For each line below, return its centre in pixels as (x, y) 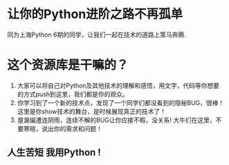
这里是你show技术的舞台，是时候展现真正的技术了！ (92, 111)
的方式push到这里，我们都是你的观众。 (73, 94)
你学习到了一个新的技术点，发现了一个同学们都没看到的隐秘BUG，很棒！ (121, 103)
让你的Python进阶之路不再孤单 (95, 14)
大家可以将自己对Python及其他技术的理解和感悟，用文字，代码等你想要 (118, 85)
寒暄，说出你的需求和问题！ (63, 128)
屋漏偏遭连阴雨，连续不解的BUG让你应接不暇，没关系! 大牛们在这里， (116, 120)
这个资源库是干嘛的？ (68, 65)
